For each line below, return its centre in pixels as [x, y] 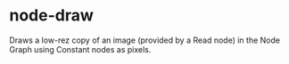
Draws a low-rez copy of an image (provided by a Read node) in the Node [145, 40]
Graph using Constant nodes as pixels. [80, 49]
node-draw [51, 16]
